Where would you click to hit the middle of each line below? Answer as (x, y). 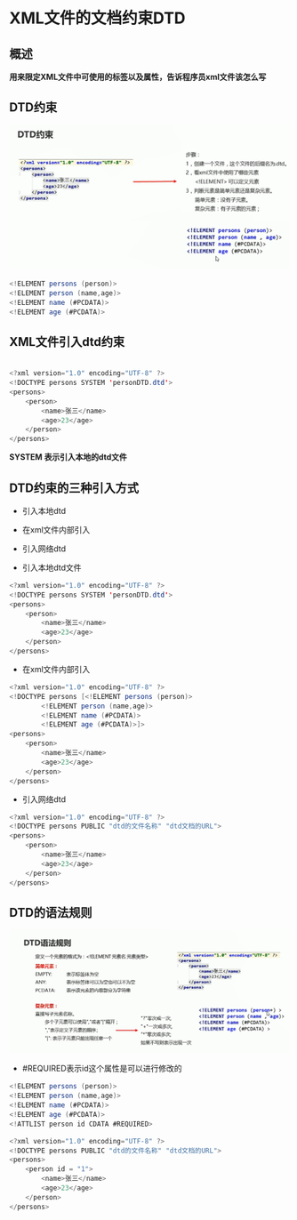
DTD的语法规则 (51, 912)
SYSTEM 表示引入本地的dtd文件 (68, 457)
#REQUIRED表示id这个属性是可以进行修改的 (102, 1069)
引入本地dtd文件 (52, 567)
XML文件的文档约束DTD (97, 18)
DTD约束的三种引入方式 (74, 488)
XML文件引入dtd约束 (67, 342)
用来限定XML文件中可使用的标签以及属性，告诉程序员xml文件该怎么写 (138, 77)
